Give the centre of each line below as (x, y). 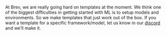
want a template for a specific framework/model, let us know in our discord (83, 23)
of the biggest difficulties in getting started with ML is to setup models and (82, 12)
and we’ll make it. (23, 28)
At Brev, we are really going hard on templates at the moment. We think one (83, 7)
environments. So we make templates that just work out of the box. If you (81, 17)
